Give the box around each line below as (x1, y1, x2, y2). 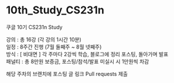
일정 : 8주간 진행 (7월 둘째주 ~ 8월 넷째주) (6, 43, 102, 50)
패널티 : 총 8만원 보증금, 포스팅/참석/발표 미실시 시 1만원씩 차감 (6, 58, 149, 65)
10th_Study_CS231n (6, 4, 104, 17)
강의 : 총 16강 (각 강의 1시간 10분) (6, 36, 82, 43)
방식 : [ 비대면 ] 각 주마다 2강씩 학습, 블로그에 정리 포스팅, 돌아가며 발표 (6, 50, 169, 57)
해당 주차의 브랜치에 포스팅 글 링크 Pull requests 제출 (6, 70, 128, 77)
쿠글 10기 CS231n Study (6, 23, 63, 30)
